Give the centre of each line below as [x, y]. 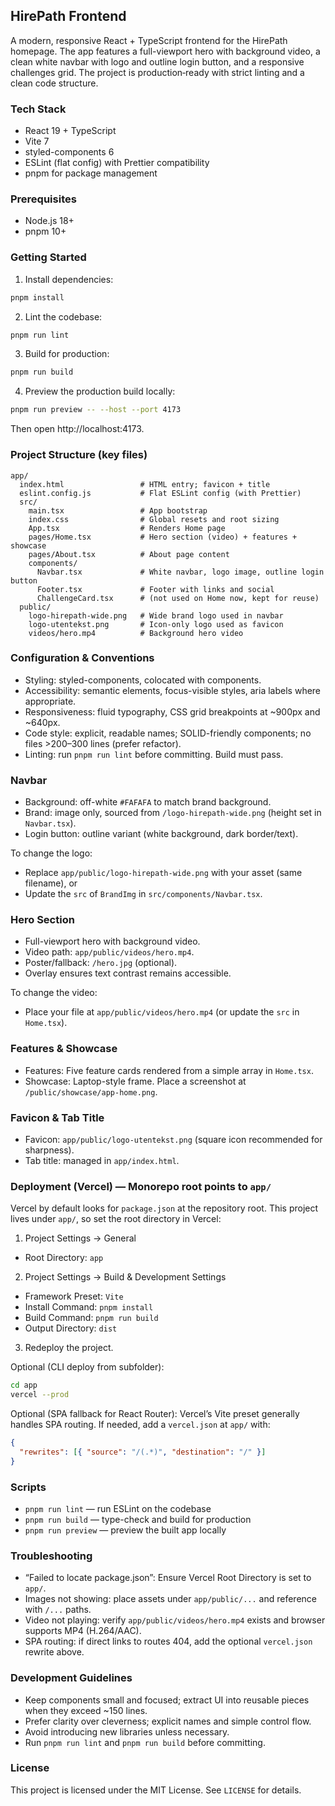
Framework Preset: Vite [74, 1296]
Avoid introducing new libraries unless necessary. [127, 1731]
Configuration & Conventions [82, 658]
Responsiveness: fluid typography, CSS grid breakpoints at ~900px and [172, 711]
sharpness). [49, 1150]
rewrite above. [54, 1652]
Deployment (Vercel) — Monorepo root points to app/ [141, 1186]
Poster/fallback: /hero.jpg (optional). [101, 963]
